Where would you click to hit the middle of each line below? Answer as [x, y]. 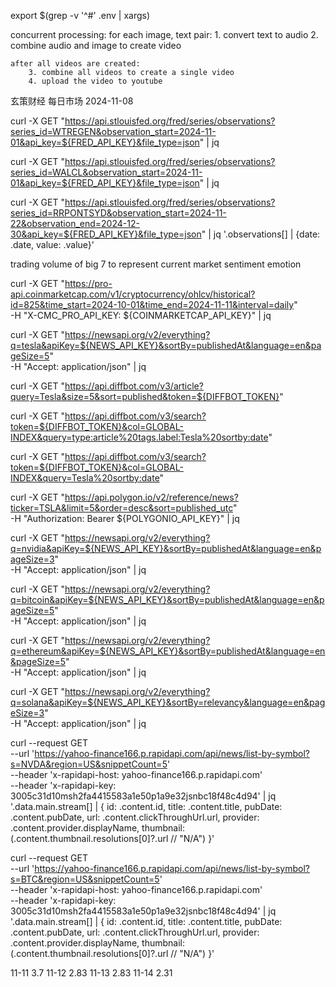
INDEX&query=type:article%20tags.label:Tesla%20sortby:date [139, 437]
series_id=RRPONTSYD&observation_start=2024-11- [118, 213]
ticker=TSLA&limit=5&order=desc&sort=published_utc [122, 508]
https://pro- [88, 283]
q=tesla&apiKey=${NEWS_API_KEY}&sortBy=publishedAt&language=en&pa [166, 345]
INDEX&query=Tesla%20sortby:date [85, 478]
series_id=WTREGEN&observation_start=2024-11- [113, 131]
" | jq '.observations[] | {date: [261, 234]
